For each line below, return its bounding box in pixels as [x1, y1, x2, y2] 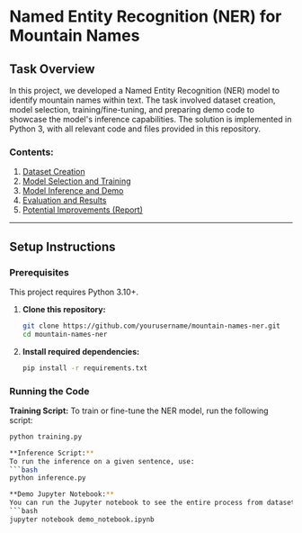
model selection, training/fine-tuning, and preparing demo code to [9, 104, 254, 114]
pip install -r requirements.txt [22, 363, 148, 373]
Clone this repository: [22, 303, 106, 314]
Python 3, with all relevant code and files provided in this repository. [9, 123, 262, 134]
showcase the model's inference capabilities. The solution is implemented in [9, 114, 292, 124]
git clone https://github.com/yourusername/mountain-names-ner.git [22, 321, 280, 330]
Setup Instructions [9, 239, 116, 254]
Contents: [9, 146, 54, 158]
